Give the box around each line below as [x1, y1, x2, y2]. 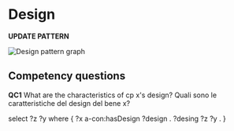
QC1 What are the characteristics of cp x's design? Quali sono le [8, 90, 217, 100]
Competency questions [8, 69, 126, 83]
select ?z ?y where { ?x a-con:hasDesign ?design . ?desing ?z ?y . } [8, 114, 227, 123]
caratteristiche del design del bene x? [8, 98, 131, 107]
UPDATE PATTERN [8, 31, 69, 41]
